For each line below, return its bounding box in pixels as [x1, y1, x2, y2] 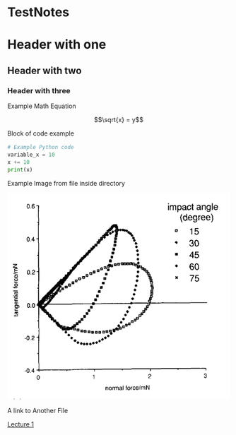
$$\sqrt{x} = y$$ [94, 116, 143, 124]
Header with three [7, 85, 71, 95]
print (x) [7, 166, 33, 173]
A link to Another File [7, 407, 69, 415]
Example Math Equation [7, 102, 76, 110]
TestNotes [7, 4, 70, 20]
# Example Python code [7, 144, 74, 151]
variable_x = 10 [7, 151, 55, 158]
